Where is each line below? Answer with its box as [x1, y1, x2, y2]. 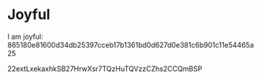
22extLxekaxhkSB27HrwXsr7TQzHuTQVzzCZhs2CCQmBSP [7, 63, 203, 73]
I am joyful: [7, 32, 44, 41]
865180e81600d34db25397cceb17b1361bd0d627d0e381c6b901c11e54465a [7, 40, 254, 49]
